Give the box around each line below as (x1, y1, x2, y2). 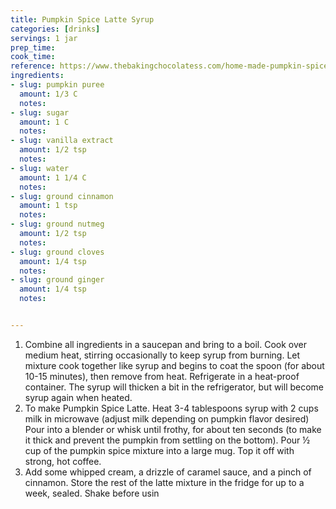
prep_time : (10, 42, 56, 53)
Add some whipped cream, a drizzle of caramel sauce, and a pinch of (24, 466, 312, 478)
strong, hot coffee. (24, 455, 102, 467)
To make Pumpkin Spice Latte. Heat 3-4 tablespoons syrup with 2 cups (24, 402, 319, 414)
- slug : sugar (10, 107, 70, 118)
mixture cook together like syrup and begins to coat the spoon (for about (24, 359, 325, 371)
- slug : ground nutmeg (10, 219, 105, 230)
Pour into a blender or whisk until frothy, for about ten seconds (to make (24, 423, 322, 435)
